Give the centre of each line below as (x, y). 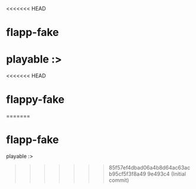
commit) (119, 180)
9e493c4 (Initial (166, 174)
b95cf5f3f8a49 (128, 174)
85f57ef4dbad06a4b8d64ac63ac (150, 167)
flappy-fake (35, 100)
